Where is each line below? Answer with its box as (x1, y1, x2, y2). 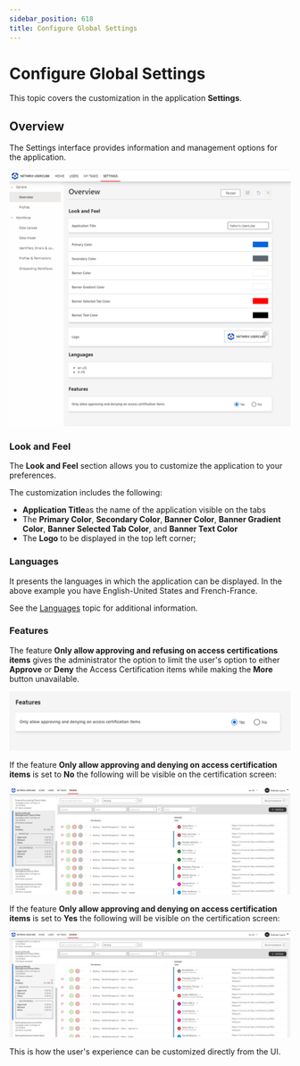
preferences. (9, 470, 56, 481)
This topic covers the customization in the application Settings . (9, 93, 243, 104)
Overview (9, 119, 65, 134)
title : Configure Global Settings (9, 23, 138, 33)
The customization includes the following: (9, 487, 162, 498)
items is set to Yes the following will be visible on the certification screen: (9, 912, 280, 923)
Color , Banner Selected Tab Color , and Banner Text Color (21, 523, 238, 535)
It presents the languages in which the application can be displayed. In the (9, 576, 283, 587)
